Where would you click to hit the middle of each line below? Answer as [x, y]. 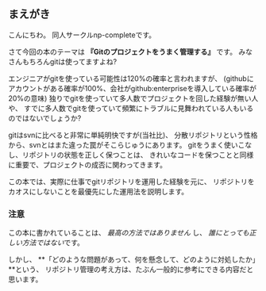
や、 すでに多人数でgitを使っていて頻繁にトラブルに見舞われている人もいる [131, 108]
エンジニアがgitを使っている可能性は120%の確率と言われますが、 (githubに [131, 78]
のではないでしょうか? [45, 118]
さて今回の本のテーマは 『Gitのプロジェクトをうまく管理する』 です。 [122, 52]
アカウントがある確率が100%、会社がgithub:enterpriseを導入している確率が [132, 88]
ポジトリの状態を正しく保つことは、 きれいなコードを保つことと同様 [141, 155]
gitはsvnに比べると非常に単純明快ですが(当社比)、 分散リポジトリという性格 [133, 135]
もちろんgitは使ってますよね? [69, 61]
